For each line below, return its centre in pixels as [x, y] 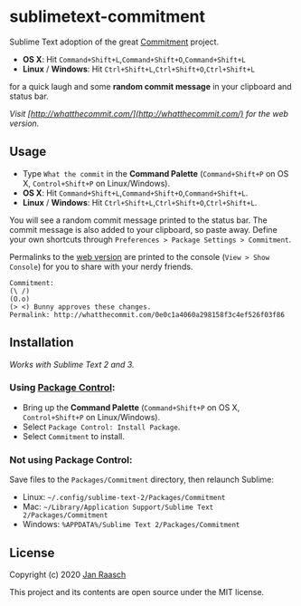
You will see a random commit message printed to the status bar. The [139, 220]
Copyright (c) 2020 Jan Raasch [68, 574]
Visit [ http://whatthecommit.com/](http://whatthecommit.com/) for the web [149, 113]
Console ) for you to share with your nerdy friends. [101, 266]
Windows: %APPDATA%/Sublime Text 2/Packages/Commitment [131, 524]
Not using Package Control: [71, 459]
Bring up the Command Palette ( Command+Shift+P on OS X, [131, 407]
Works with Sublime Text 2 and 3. [72, 364]
